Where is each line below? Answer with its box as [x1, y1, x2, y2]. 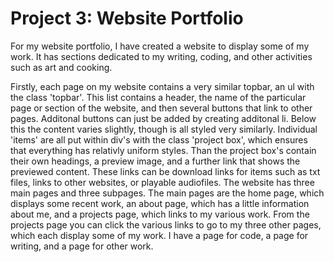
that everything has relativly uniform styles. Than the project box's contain [10, 144, 317, 156]
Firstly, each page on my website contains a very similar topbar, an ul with [10, 80, 315, 92]
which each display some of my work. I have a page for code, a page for [10, 229, 309, 241]
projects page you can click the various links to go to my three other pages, [10, 218, 322, 231]
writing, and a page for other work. [10, 240, 154, 252]
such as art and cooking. [10, 61, 113, 73]
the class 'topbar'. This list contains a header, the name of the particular [10, 91, 307, 103]
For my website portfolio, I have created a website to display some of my [10, 40, 310, 52]
